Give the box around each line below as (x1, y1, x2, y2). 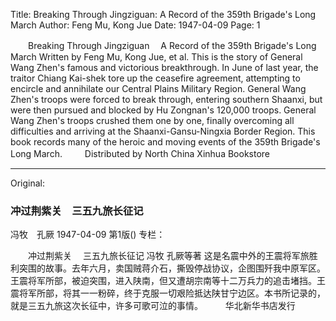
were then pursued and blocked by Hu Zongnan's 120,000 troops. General (10, 104, 317, 116)
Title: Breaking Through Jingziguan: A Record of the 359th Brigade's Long (10, 9, 317, 20)
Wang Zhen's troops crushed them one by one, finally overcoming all (10, 115, 295, 126)
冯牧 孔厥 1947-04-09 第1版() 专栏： (10, 229, 166, 241)
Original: (10, 177, 46, 189)
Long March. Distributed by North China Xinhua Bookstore (10, 148, 270, 159)
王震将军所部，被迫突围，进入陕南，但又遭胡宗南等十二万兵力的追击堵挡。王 (10, 275, 326, 287)
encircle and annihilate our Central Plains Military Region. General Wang (10, 83, 307, 94)
